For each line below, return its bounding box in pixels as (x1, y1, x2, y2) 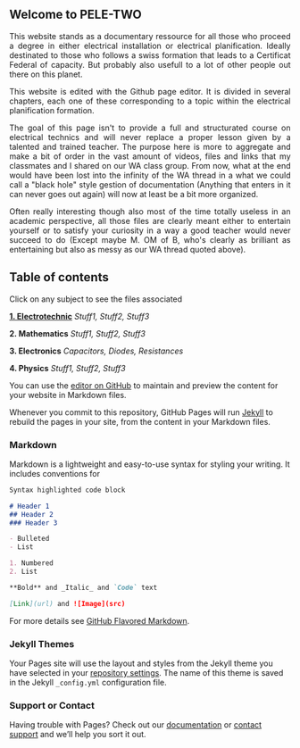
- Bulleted (9, 535, 50, 544)
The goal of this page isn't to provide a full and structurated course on (9, 122, 291, 133)
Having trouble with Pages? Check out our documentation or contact (9, 719, 262, 730)
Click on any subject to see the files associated (9, 294, 183, 304)
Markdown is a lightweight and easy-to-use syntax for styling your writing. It (9, 459, 290, 470)
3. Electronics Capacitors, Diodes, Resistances (9, 345, 184, 356)
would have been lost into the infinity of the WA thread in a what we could (9, 170, 291, 180)
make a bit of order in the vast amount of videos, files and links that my (9, 151, 291, 162)
